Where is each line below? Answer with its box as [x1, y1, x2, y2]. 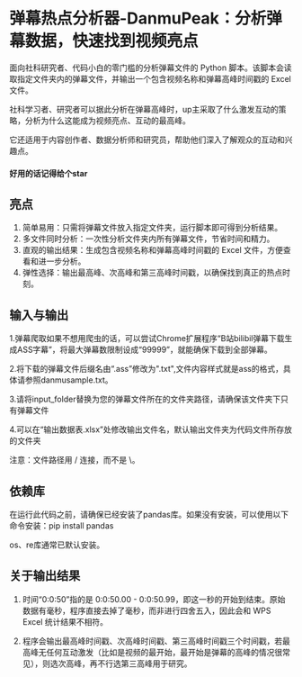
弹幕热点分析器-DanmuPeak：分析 [9, 8, 267, 29]
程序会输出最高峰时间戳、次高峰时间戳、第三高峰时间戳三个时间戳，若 [22, 636, 283, 646]
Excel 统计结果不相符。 [22, 616, 109, 627]
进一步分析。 [38, 256, 86, 266]
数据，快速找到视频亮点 [25, 31, 200, 51]
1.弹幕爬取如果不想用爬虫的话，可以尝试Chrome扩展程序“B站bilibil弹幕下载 [9, 333, 285, 344]
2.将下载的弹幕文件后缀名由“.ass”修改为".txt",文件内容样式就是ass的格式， [9, 364, 283, 375]
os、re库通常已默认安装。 [9, 539, 105, 550]
